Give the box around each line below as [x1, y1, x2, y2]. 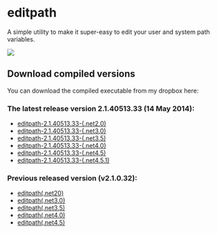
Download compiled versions [7, 68, 136, 80]
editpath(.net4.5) [17, 218, 66, 227]
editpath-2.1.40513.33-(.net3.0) [17, 127, 106, 136]
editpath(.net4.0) [17, 211, 66, 219]
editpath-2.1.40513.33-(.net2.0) [17, 120, 106, 128]
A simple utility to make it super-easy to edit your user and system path [7, 28, 211, 36]
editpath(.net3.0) [17, 196, 66, 205]
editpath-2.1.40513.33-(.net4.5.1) [17, 156, 110, 165]
